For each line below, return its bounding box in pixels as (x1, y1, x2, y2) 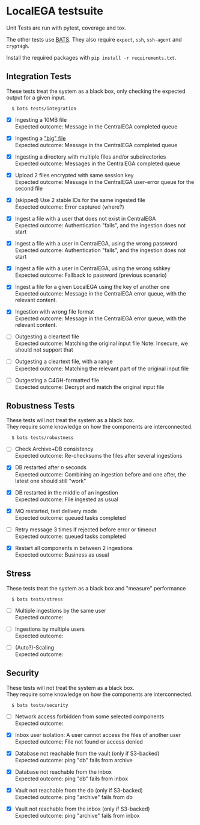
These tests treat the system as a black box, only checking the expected (6, 87, 186, 95)
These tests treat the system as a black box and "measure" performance (6, 584, 186, 592)
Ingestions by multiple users (14, 625, 85, 633)
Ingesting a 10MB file (14, 116, 67, 123)
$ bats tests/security (11, 702, 68, 708)
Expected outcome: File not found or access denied (14, 738, 143, 745)
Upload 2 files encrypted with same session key (14, 171, 134, 179)
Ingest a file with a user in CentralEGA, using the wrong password (14, 240, 178, 247)
